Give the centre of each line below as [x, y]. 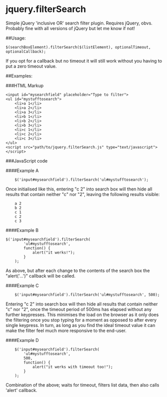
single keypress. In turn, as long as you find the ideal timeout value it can [81, 325]
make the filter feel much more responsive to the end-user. [66, 330]
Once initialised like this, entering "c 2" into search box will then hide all [79, 189]
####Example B [22, 230]
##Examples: [19, 75]
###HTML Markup [25, 85]
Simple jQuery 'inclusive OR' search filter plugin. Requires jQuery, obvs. [79, 23]
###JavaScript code [27, 160]
